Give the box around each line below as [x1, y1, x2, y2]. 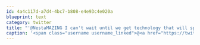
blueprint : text [6, 14, 46, 20]
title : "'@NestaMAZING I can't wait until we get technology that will [6, 25, 187, 31]
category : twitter [6, 19, 52, 25]
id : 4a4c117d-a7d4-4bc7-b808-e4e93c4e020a [6, 8, 113, 15]
